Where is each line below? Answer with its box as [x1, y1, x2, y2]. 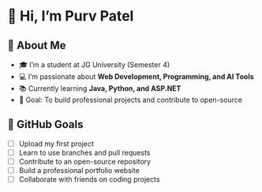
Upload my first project [18, 138, 94, 149]
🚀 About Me [7, 39, 66, 52]
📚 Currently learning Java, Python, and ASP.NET [18, 84, 182, 93]
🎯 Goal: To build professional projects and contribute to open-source [18, 95, 242, 104]
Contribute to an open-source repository [18, 156, 152, 166]
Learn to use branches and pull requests [18, 148, 151, 157]
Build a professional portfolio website [18, 166, 140, 175]
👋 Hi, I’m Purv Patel [7, 7, 134, 25]
